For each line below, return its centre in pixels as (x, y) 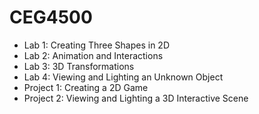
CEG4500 (51, 17)
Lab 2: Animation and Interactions (93, 55)
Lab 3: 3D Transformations (79, 66)
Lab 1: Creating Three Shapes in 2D (96, 45)
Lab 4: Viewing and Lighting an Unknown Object (123, 77)
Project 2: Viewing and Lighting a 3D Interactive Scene (136, 98)
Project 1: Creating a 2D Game (86, 87)
